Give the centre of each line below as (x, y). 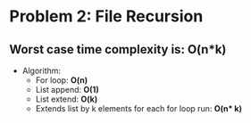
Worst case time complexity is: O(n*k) (118, 49)
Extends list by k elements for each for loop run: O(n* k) (139, 108)
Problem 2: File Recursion (106, 16)
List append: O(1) (67, 90)
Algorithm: (41, 70)
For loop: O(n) (61, 80)
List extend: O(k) (67, 99)
